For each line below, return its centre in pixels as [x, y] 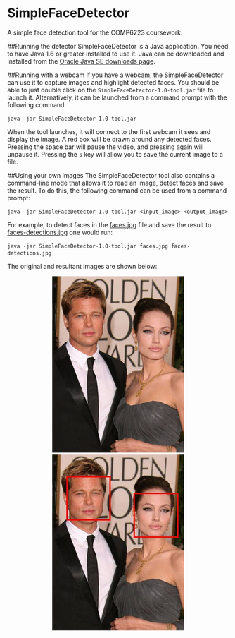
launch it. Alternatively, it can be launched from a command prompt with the [117, 97]
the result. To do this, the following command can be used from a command [117, 190]
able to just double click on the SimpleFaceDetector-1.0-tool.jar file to [110, 90]
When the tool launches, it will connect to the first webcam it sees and [109, 131]
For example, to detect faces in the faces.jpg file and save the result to [109, 224]
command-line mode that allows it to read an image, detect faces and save [115, 183]
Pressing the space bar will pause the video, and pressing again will [106, 147]
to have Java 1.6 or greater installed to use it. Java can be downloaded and [116, 54]
